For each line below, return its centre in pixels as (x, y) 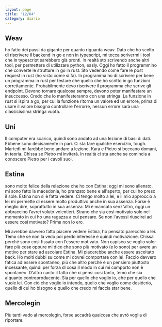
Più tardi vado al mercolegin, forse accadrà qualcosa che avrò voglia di (76, 315)
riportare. (14, 320)
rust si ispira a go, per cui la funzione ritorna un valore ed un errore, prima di (81, 101)
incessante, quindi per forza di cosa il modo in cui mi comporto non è (74, 267)
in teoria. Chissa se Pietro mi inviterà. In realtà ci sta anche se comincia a (78, 154)
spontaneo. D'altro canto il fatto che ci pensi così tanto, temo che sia (73, 272)
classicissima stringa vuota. (33, 111)
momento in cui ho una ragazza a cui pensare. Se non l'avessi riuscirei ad (78, 217)
